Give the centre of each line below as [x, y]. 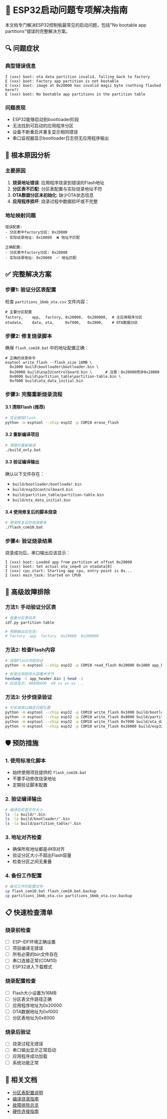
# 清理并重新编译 [20, 445]
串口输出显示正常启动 [34, 1050]
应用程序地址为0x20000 [37, 1005]
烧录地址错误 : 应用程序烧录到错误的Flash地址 [58, 182]
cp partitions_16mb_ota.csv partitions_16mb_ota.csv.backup [69, 896]
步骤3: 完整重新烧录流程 [34, 394]
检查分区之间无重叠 [32, 862]
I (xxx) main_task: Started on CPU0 [43, 575]
